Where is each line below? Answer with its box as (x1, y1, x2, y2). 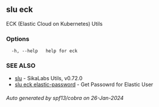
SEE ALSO (6, 61, 36, 70)
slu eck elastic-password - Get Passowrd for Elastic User (14, 81, 154, 88)
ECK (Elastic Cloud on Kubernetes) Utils (6, 20, 103, 27)
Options (6, 34, 29, 43)
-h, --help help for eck (11, 48, 78, 54)
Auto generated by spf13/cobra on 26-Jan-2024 (6, 95, 124, 101)
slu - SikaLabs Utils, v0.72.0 (14, 75, 83, 82)
